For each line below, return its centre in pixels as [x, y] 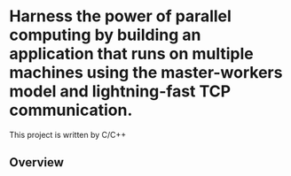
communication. [71, 110]
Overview [37, 162]
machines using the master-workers [146, 73]
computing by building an [105, 35]
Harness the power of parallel [121, 16]
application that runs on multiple [132, 54]
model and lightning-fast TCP [120, 92]
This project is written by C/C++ [68, 134]
